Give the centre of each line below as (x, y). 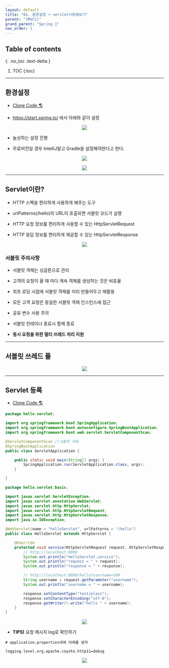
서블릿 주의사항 (23, 258)
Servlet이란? (25, 189)
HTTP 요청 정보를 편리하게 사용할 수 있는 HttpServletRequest (73, 224)
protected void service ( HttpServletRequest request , (71, 547)
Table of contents (33, 49)
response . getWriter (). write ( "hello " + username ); (77, 603)
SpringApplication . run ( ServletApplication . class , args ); (84, 465)
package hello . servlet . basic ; (37, 488)
